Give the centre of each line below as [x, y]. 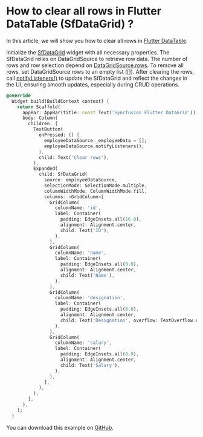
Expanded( [46, 169]
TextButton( [48, 129]
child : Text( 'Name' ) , [87, 275]
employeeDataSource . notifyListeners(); [95, 146]
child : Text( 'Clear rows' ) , [74, 157]
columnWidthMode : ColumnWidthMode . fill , [96, 191]
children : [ [43, 124]
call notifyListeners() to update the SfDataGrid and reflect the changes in [97, 78]
